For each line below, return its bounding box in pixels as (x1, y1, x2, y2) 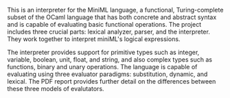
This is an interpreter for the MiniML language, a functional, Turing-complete (7, 6, 224, 14)
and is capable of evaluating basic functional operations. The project (7, 21, 201, 28)
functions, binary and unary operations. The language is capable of (7, 63, 198, 71)
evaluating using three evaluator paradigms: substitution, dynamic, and (7, 70, 208, 78)
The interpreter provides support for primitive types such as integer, (7, 48, 200, 56)
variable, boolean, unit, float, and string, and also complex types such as (7, 56, 213, 64)
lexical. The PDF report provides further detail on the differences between (7, 77, 216, 85)
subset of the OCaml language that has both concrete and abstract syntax (7, 13, 217, 21)
